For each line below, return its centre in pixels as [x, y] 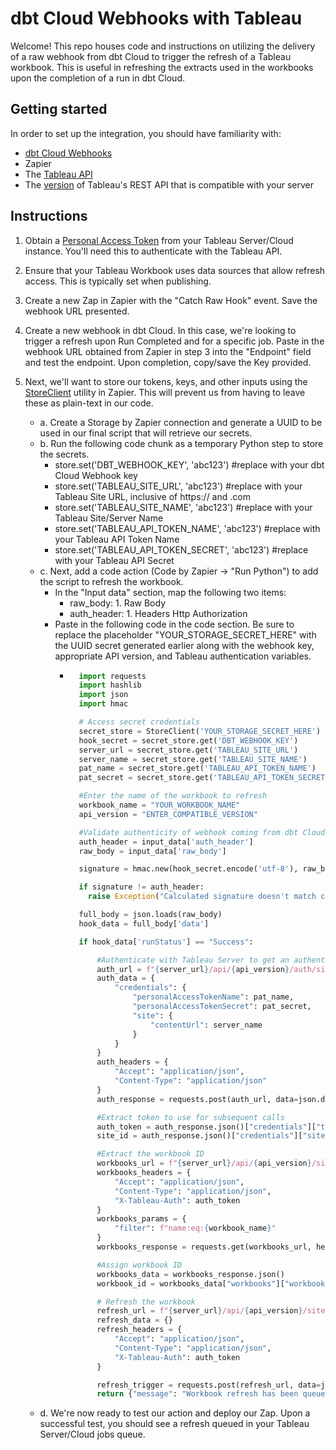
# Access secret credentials [139, 722]
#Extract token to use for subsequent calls [190, 1117]
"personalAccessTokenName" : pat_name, [213, 997]
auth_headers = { [132, 1062]
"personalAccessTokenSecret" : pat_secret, [222, 1007]
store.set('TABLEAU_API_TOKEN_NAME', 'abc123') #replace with [187, 528]
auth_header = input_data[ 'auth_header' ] [166, 842]
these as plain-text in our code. [89, 403]
